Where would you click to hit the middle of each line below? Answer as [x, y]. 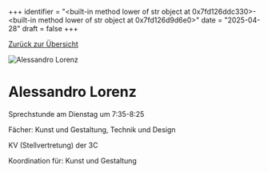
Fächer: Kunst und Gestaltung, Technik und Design [92, 129]
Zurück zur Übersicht [43, 44]
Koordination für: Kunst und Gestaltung [73, 160]
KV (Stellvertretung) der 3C [53, 145]
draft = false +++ [50, 28]
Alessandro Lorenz [73, 92]
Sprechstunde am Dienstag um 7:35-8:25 [76, 114]
